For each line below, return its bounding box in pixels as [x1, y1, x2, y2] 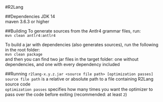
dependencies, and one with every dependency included [5, 62, 120, 67]
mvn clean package [5, 52, 43, 57]
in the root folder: [5, 47, 40, 52]
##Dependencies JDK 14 [5, 14, 55, 19]
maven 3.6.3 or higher [5, 19, 49, 24]
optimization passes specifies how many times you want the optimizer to [5, 86, 153, 92]
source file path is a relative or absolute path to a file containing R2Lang [5, 76, 154, 82]
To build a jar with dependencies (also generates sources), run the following [5, 42, 159, 48]
